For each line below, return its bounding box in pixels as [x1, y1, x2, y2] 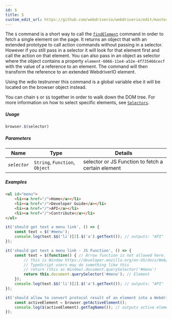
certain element [83, 164, 121, 171]
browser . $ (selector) [5, 124, 50, 129]
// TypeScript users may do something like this [24, 262, 130, 267]
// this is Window [24, 257, 63, 263]
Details [115, 150, 133, 157]
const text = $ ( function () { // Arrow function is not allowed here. [14, 253, 166, 258]
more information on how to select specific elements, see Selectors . [5, 100, 149, 106]
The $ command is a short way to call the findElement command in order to [5, 31, 164, 37]
